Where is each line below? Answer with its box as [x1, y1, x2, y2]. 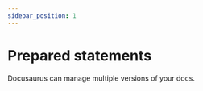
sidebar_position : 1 [7, 11, 77, 20]
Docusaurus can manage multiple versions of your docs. [7, 73, 195, 83]
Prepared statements [7, 46, 152, 64]
